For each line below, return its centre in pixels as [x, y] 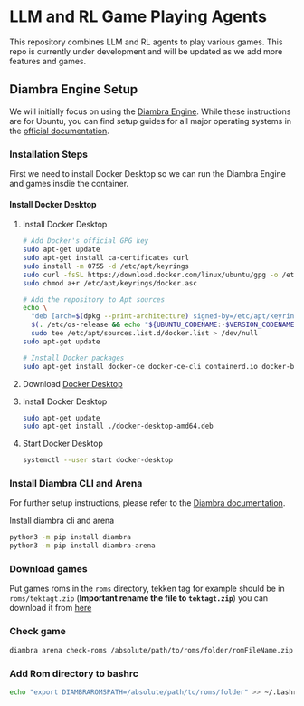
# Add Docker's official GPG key [85, 241]
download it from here [51, 608]
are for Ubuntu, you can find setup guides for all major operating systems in [151, 121]
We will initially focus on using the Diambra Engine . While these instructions [150, 111]
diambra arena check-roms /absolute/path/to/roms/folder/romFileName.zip [152, 650]
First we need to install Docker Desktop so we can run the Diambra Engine [148, 174]
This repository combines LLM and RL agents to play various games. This [146, 42]
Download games [48, 569]
